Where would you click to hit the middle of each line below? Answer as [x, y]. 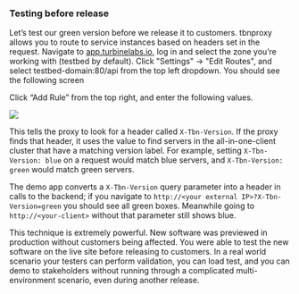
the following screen [47, 80]
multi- [247, 271]
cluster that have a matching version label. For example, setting [126, 151]
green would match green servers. [72, 170]
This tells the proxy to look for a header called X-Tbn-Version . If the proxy [144, 131]
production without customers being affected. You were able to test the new [149, 242]
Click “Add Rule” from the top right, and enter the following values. [131, 97]
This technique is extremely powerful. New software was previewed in [138, 233]
